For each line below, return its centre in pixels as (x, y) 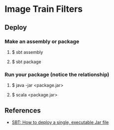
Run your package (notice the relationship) (57, 74)
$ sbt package (26, 62)
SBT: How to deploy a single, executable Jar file (60, 122)
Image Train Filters (44, 9)
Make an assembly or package (42, 42)
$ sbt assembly (27, 52)
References (23, 110)
